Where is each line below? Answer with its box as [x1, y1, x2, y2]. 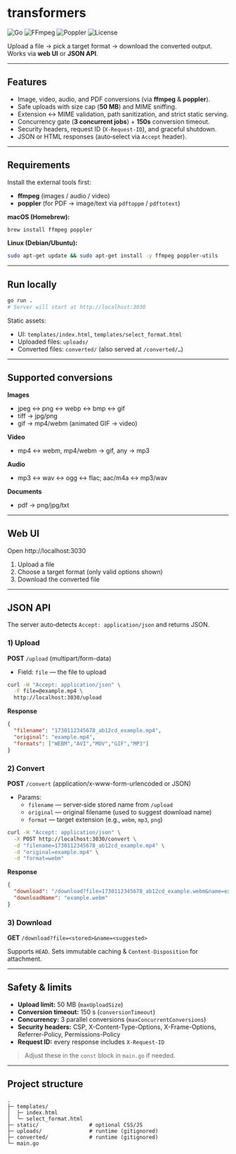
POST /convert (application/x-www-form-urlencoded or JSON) [7, 779, 192, 788]
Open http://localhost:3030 [7, 546, 86, 555]
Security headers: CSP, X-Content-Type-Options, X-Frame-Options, [17, 1023, 216, 1031]
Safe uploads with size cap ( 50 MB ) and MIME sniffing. [17, 102, 177, 110]
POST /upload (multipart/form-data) [7, 654, 112, 662]
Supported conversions [7, 372, 113, 384]
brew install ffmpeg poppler [7, 226, 93, 233]
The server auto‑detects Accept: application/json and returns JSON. [7, 621, 210, 629]
